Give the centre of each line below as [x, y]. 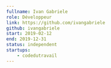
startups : [18, 50]
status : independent [32, 45]
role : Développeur [29, 17]
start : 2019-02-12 [29, 34]
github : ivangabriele [33, 28]
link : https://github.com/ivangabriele [56, 22]
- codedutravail [37, 56]
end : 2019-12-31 [26, 39]
